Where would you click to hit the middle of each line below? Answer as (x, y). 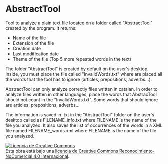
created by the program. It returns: (41, 28)
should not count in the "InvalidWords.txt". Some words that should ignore (82, 100)
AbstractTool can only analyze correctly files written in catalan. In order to (81, 89)
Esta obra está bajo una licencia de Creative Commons (62, 151)
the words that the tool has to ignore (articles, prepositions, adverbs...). (79, 79)
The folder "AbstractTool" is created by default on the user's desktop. (77, 69)
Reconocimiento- (137, 151)
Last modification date (36, 54)
